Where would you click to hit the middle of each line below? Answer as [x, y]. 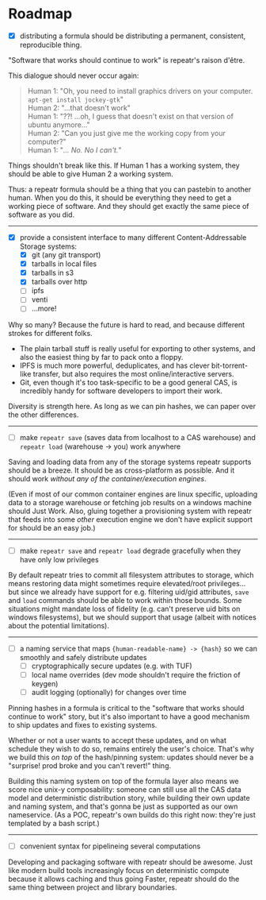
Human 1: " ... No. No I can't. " [74, 150]
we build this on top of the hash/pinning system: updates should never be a [131, 757]
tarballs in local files [64, 264]
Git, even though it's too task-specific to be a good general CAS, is [128, 382]
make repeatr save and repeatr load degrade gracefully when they [130, 550]
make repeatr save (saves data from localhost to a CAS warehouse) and [137, 437]
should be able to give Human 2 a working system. [91, 174]
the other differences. [44, 415]
